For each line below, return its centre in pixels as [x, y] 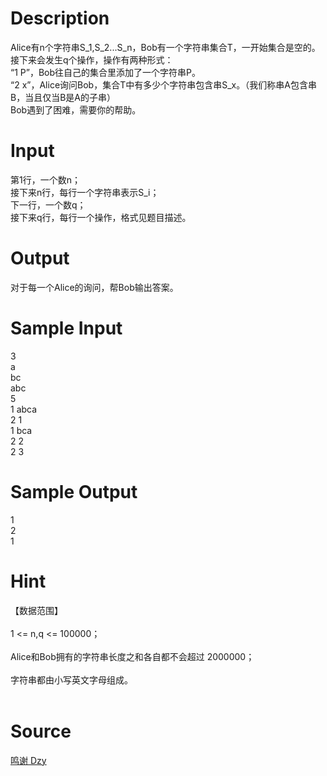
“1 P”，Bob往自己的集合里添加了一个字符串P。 [105, 72]
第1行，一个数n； [45, 179]
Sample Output [74, 491]
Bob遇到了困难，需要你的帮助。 [76, 109]
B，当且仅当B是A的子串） [63, 97]
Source [41, 731]
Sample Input [66, 328]
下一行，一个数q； [48, 204]
